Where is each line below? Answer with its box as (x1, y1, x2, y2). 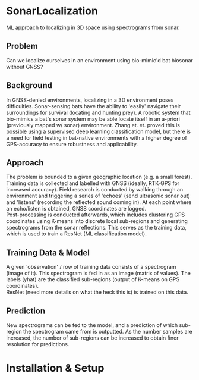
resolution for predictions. (6, 341, 70, 347)
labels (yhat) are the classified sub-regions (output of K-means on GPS (6, 276, 180, 283)
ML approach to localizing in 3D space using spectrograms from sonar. (6, 24, 180, 31)
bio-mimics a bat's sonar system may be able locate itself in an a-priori (6, 115, 180, 123)
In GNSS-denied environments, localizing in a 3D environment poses (6, 96, 174, 103)
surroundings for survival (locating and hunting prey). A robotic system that (6, 109, 191, 116)
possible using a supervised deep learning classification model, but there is (6, 128, 191, 135)
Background (6, 80, 52, 90)
